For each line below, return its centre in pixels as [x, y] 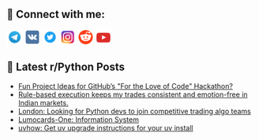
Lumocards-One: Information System [78, 120]
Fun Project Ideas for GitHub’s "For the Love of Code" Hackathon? [126, 86]
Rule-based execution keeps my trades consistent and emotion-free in [133, 94]
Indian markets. [43, 102]
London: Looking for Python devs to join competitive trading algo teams [134, 111]
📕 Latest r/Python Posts [66, 67]
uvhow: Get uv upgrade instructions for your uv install [105, 127]
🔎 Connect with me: [56, 15]
